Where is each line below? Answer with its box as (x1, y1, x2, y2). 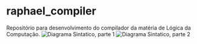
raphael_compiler (6, 4, 96, 18)
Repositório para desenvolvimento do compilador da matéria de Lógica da (6, 24, 191, 31)
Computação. (6, 30, 41, 37)
